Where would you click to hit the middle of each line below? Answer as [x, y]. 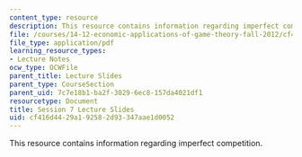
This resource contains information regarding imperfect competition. [136, 144]
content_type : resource [54, 17]
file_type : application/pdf [62, 43]
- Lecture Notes [40, 59]
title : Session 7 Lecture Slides [72, 109]
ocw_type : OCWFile [44, 68]
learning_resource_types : [58, 51]
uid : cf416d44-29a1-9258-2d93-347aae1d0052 [92, 118]
